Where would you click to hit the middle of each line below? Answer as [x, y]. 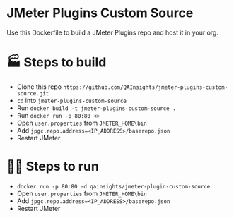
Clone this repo [39, 87]
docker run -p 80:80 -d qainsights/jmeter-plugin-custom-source [113, 186]
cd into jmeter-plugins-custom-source [71, 100]
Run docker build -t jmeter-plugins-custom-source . [96, 108]
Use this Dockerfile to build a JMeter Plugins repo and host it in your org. [112, 32]
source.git [33, 93]
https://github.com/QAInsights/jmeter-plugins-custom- [145, 87]
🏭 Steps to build [57, 62]
